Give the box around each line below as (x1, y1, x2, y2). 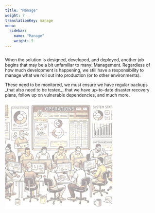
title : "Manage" (5, 8, 38, 13)
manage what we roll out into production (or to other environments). (5, 72, 141, 78)
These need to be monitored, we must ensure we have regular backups (5, 82, 148, 88)
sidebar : (9, 28, 27, 34)
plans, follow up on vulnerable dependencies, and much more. (5, 92, 130, 98)
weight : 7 (5, 13, 25, 18)
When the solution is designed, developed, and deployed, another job (5, 56, 144, 63)
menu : (5, 23, 16, 28)
